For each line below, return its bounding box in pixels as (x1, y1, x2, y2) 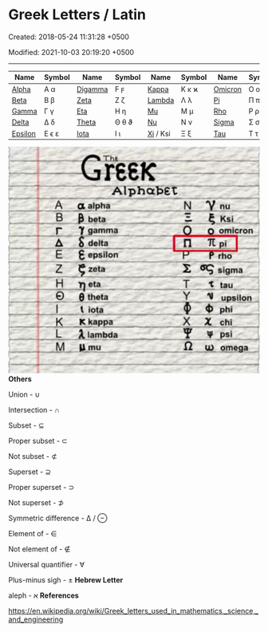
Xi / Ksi (147, 128, 171, 138)
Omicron (213, 84, 242, 93)
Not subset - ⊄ (8, 452, 57, 461)
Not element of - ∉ (8, 544, 71, 554)
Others (8, 374, 32, 384)
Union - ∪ (8, 389, 41, 400)
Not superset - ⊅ (8, 498, 65, 508)
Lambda (147, 95, 175, 105)
